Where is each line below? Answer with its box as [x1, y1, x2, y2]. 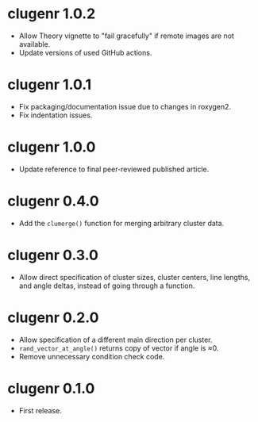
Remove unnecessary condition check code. [18, 351, 165, 361]
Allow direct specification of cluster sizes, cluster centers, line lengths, [18, 272, 251, 282]
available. [18, 39, 51, 48]
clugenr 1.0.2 [7, 5, 96, 23]
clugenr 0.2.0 [7, 309, 99, 326]
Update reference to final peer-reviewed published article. [18, 164, 210, 174]
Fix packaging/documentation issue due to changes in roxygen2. [18, 102, 232, 111]
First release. [18, 405, 62, 415]
